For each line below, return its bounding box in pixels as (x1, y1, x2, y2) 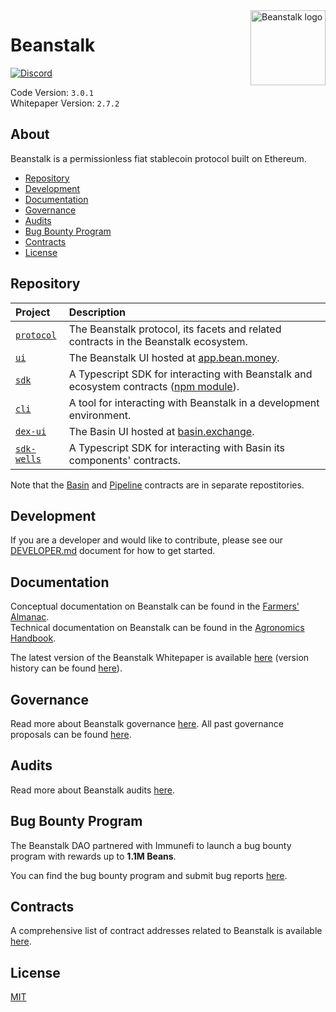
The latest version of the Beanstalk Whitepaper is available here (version (10, 652, 310, 664)
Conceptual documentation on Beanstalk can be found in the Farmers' (10, 600, 300, 613)
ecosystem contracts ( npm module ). (68, 379, 240, 393)
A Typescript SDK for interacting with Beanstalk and (68, 367, 313, 381)
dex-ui (15, 425, 47, 437)
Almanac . (10, 611, 50, 623)
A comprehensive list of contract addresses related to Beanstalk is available (10, 925, 323, 937)
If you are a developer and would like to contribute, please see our (10, 534, 283, 546)
